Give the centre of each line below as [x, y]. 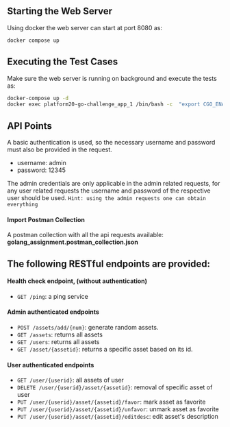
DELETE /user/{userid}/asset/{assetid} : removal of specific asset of [115, 387]
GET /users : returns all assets [58, 342]
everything [23, 205]
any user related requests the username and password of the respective [109, 191]
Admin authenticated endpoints [53, 312]
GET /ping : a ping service [53, 296]
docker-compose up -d [38, 98]
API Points [30, 126]
